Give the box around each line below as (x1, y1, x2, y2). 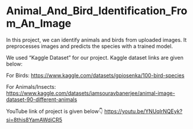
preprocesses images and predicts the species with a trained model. (6, 43, 173, 50)
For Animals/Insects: (6, 83, 56, 90)
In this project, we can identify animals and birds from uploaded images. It (6, 36, 187, 43)
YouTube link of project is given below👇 (6, 108, 104, 115)
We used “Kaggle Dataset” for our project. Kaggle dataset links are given (6, 54, 184, 61)
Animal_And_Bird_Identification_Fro (6, 4, 188, 18)
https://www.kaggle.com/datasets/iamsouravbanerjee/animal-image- (6, 89, 176, 96)
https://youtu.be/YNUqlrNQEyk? (104, 108, 182, 115)
